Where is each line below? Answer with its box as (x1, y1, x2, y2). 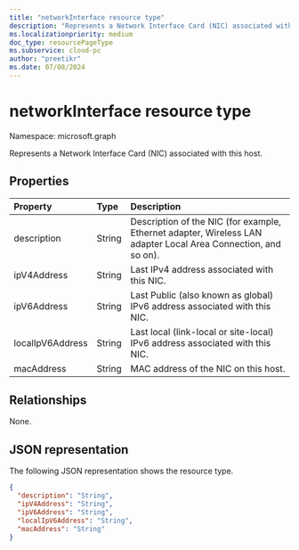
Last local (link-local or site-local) (130, 325, 274, 338)
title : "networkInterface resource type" (9, 12, 166, 22)
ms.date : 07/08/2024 (9, 63, 86, 72)
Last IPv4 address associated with (130, 263, 274, 275)
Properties (9, 174, 69, 189)
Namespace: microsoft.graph (9, 130, 117, 141)
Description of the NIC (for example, (130, 215, 282, 227)
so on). (130, 249, 160, 261)
